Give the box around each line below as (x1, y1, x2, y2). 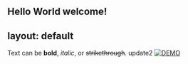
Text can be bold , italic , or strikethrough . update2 (7, 49, 153, 58)
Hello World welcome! (7, 6, 108, 18)
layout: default (7, 30, 74, 42)
